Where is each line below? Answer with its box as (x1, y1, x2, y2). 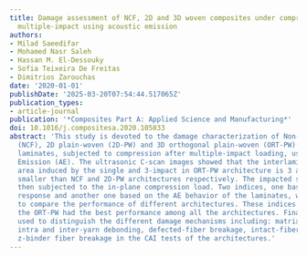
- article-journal (9, 107, 79, 116)
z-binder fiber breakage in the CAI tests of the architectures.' (17, 233, 276, 242)
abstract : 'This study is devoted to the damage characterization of (9, 132, 281, 141)
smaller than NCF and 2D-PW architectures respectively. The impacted (17, 174, 292, 183)
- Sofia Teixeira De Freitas (9, 65, 121, 74)
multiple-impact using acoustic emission (17, 22, 178, 31)
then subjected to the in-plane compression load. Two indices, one (17, 183, 284, 192)
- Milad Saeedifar (9, 38, 79, 48)
